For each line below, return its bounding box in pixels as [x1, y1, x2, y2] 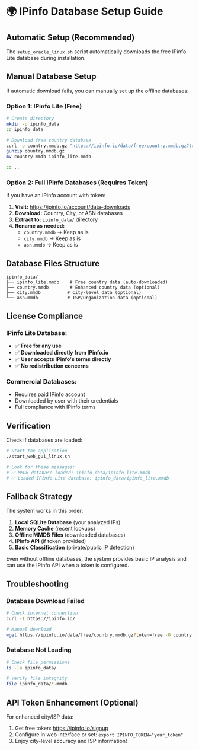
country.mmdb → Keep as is [23, 229, 89, 236]
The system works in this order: [6, 508, 84, 515]
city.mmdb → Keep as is [23, 235, 81, 242]
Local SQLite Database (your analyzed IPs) [14, 519, 121, 526]
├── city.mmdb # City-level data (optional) [6, 290, 142, 296]
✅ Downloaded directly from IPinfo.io [14, 349, 109, 356]
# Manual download [6, 626, 52, 632]
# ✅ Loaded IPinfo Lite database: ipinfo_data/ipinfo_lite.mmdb [6, 475, 169, 481]
